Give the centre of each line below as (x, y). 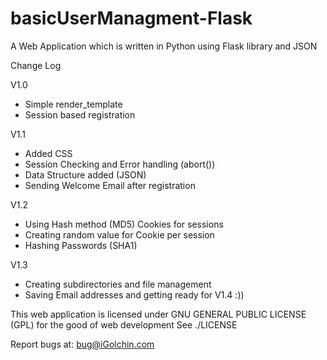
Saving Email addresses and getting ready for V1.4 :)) (134, 294)
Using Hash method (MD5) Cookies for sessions (124, 224)
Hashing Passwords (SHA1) (81, 245)
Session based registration (80, 114)
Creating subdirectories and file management (118, 284)
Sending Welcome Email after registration (110, 185)
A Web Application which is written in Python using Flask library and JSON (164, 46)
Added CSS (48, 153)
